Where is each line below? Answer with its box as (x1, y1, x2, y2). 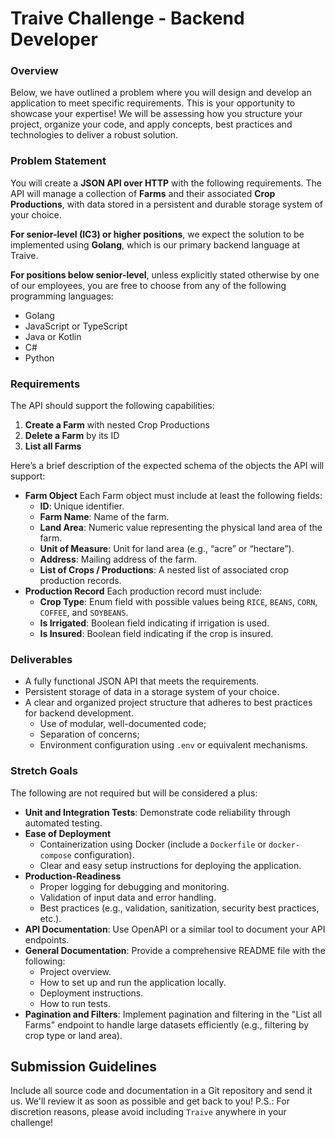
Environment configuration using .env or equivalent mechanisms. (39, 739, 308, 751)
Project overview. (39, 965, 112, 977)
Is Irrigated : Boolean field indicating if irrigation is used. (39, 617, 270, 629)
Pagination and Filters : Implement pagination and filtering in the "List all (24, 1008, 323, 1020)
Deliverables (10, 653, 73, 666)
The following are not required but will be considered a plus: (10, 787, 258, 799)
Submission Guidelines (10, 1058, 158, 1076)
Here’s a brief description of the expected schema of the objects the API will (10, 460, 325, 472)
